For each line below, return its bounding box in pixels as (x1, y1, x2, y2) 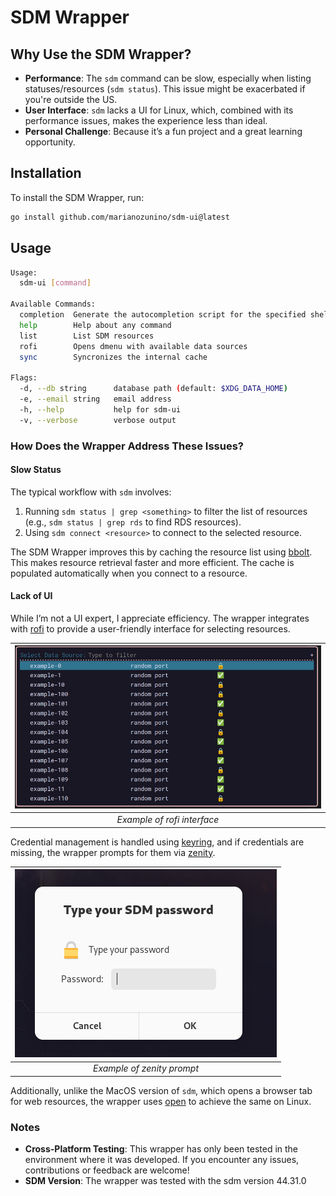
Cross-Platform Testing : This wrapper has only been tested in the (24, 1143, 299, 1155)
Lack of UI (10, 590, 53, 602)
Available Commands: (10, 299, 97, 310)
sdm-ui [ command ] (19, 278, 92, 288)
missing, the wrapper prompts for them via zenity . (10, 846, 216, 858)
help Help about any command (19, 320, 172, 330)
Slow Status (10, 464, 62, 476)
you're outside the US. (24, 94, 118, 105)
